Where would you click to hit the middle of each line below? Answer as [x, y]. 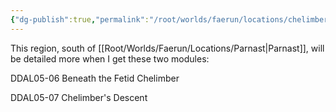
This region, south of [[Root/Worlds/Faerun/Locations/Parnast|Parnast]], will [167, 48]
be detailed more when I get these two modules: [110, 58]
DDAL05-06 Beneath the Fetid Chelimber [95, 78]
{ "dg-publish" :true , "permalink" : [80, 19]
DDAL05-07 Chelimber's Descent [79, 97]
